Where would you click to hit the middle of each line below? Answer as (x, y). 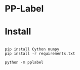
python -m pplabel (24, 62)
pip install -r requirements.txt (40, 54)
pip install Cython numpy (32, 49)
